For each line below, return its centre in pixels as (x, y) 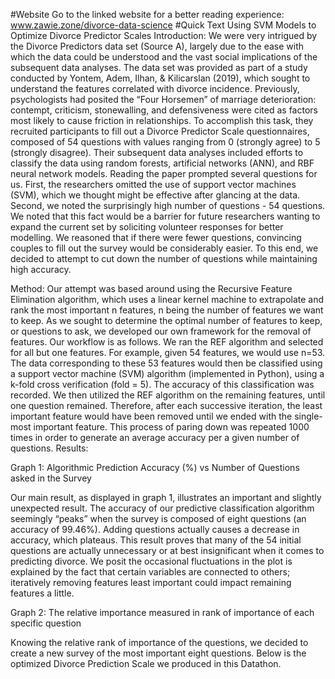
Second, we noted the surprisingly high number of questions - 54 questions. (168, 205)
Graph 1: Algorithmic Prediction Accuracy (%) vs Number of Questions (155, 467)
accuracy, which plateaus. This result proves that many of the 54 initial (156, 540)
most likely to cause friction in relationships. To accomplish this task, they (162, 120)
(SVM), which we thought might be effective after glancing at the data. (155, 195)
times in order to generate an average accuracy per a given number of (155, 437)
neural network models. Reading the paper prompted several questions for (164, 173)
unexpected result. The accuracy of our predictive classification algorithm (162, 508)
